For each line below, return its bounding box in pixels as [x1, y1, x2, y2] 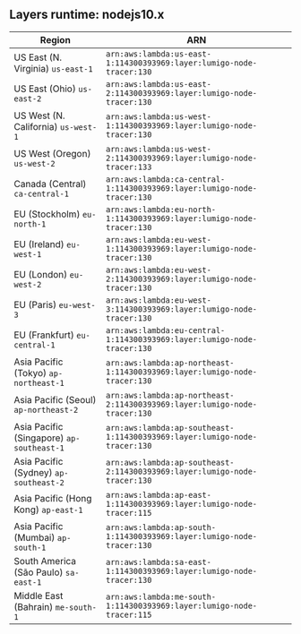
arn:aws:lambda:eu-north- [106, 204, 217, 214]
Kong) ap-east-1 [13, 503, 83, 516]
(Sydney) [13, 466, 53, 478]
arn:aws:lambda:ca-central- [106, 174, 226, 184]
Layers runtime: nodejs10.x [9, 7, 165, 22]
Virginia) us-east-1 [13, 62, 93, 74]
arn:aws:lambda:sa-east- [106, 557, 212, 567]
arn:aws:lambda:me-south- [106, 591, 217, 602]
